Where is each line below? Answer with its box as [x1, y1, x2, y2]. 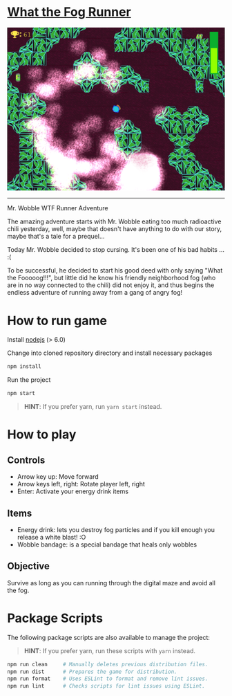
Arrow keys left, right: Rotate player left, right [17, 480, 145, 488]
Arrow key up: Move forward [17, 473, 99, 481]
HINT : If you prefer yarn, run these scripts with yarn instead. [23, 646, 195, 654]
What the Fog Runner [7, 4, 131, 20]
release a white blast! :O [17, 533, 86, 541]
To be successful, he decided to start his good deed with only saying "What [7, 266, 223, 275]
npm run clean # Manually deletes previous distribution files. [7, 661, 209, 668]
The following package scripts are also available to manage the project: [7, 633, 211, 641]
